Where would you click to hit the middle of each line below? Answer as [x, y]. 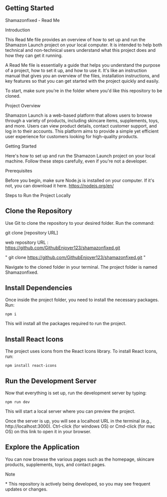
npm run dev [17, 402]
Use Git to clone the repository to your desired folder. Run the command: [80, 223]
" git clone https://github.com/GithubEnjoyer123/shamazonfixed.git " [76, 257]
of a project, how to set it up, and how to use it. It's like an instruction [76, 70]
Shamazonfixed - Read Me [32, 20]
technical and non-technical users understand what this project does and [81, 50]
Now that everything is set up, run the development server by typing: [76, 393]
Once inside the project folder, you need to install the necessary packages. [82, 300]
